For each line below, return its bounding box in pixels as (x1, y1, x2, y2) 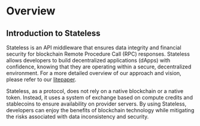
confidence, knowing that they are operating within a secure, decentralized (6, 63, 192, 70)
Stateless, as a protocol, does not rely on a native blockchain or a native (6, 88, 184, 94)
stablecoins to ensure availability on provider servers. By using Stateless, (6, 100, 187, 107)
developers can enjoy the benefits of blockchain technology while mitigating (6, 107, 195, 113)
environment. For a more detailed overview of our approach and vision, (6, 70, 181, 76)
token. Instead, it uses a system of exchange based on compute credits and (6, 94, 193, 101)
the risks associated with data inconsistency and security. (6, 113, 149, 120)
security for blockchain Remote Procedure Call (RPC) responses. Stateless (6, 50, 190, 58)
